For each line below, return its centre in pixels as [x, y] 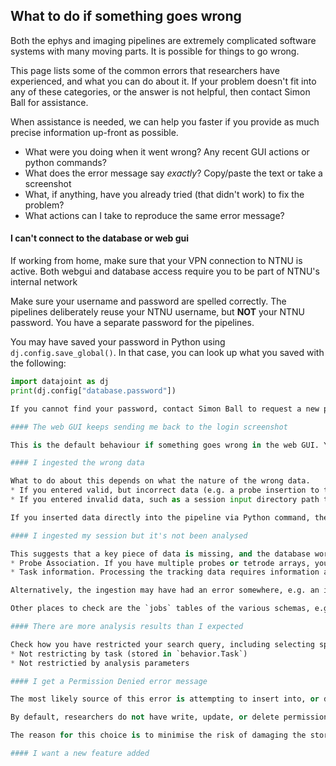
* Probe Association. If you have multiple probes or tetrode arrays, [160, 563]
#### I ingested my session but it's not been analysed [129, 535]
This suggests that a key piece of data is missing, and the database [160, 554]
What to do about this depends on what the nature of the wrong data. [160, 481]
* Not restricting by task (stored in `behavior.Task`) [129, 654]
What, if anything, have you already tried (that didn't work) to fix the [164, 194]
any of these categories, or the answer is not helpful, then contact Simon [160, 91]
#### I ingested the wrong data [77, 463]
